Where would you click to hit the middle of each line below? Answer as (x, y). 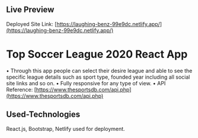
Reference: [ (21, 89)
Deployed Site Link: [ (31, 24)
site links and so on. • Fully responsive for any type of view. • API (86, 83)
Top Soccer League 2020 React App (97, 54)
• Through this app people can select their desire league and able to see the (99, 70)
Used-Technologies (43, 115)
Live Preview (30, 10)
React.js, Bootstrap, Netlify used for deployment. (66, 129)
